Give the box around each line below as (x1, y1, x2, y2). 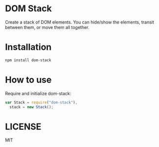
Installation (5, 42, 52, 53)
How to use (5, 74, 52, 85)
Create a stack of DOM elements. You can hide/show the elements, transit (5, 19, 154, 25)
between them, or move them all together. (5, 24, 90, 30)
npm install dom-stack (5, 57, 51, 63)
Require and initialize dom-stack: (5, 90, 71, 96)
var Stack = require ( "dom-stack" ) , (5, 100, 78, 105)
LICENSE (5, 121, 42, 132)
